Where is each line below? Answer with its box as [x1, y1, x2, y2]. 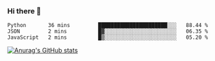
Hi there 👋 [7, 6, 42, 16]
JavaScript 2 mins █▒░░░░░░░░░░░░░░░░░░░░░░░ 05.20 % [7, 34, 209, 41]
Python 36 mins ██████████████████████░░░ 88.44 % [7, 22, 209, 29]
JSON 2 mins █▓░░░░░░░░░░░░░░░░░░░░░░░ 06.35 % [7, 28, 209, 35]
